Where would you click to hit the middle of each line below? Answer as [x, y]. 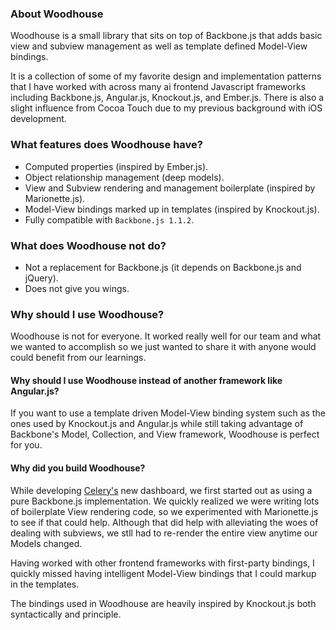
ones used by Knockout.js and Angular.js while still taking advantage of [157, 424]
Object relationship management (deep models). [124, 177]
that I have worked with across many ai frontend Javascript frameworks [158, 87]
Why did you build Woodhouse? [78, 468]
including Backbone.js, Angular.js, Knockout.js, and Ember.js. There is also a [167, 98]
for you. [26, 445]
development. [38, 119]
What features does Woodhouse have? [106, 145]
